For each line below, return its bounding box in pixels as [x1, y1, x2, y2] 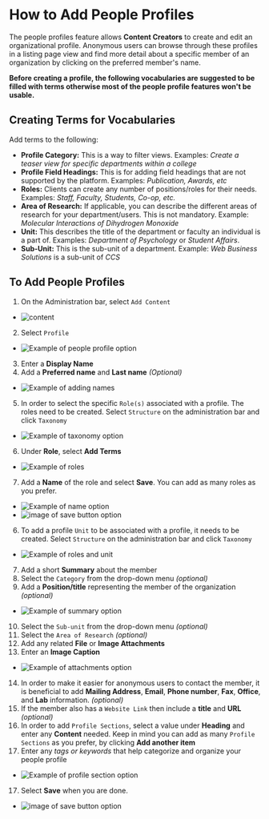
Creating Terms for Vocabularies [9, 114, 175, 127]
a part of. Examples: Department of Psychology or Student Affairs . [20, 235, 240, 245]
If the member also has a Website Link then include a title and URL [20, 703, 242, 713]
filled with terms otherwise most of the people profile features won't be [9, 82, 251, 91]
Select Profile [20, 327, 70, 337]
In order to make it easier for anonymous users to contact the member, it [20, 678, 260, 688]
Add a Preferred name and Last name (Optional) [20, 367, 183, 377]
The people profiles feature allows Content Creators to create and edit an [9, 32, 253, 42]
